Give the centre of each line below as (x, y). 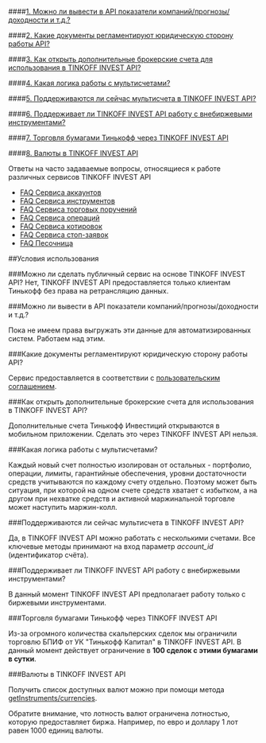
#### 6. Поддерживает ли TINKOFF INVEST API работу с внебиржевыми (130, 114)
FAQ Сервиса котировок (61, 226)
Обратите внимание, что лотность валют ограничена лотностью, (119, 714)
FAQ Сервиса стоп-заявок (64, 235)
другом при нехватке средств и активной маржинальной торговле (122, 499)
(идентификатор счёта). (48, 555)
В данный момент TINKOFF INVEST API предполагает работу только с (127, 594)
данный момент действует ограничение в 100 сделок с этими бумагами (133, 650)
